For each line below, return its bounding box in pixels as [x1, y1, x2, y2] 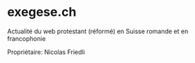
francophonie [7, 34, 47, 42]
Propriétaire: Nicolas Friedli [7, 48, 86, 56]
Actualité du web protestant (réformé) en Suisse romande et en [7, 27, 189, 35]
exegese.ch [7, 4, 77, 20]
